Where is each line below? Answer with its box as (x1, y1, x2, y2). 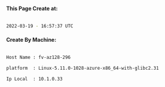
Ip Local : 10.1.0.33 (6, 76, 63, 82)
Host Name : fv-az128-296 (6, 54, 71, 61)
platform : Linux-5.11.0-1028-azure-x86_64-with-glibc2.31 (6, 66, 160, 72)
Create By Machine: (6, 36, 57, 43)
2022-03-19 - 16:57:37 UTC (6, 23, 74, 29)
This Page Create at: (6, 5, 58, 12)
